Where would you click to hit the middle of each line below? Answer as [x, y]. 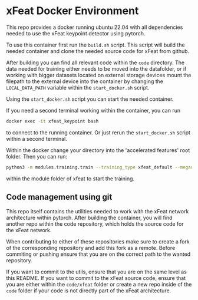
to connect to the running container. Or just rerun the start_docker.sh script [98, 132]
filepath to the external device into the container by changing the [85, 81]
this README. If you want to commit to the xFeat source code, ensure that [96, 278]
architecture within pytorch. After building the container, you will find [89, 217]
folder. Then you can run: [37, 156]
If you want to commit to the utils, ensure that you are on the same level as [96, 272]
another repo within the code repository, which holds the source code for [95, 224]
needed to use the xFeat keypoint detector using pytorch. [76, 33]
